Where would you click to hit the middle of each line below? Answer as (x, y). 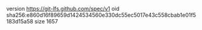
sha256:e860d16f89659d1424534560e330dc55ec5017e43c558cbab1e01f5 (101, 15)
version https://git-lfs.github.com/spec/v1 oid (63, 9)
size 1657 (46, 21)
